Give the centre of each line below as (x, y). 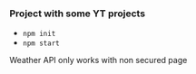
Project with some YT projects (78, 14)
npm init (39, 34)
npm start (41, 43)
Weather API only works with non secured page (98, 60)
